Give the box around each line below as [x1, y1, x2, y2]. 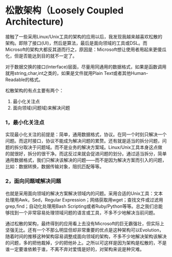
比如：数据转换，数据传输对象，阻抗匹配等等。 [5, 164, 104, 170]
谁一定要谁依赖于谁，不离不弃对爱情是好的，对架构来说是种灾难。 [5, 246, 144, 252]
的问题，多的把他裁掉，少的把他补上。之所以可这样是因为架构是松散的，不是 [5, 240, 167, 246]
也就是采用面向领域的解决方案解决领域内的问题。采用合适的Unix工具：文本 [5, 190, 163, 196]
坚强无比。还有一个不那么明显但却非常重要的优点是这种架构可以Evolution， [5, 227, 164, 233]
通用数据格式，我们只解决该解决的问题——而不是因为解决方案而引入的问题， [5, 157, 167, 163]
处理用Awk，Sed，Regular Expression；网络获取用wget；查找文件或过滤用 [5, 196, 164, 203]
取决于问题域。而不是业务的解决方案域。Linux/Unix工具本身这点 [23, 144, 158, 150]
